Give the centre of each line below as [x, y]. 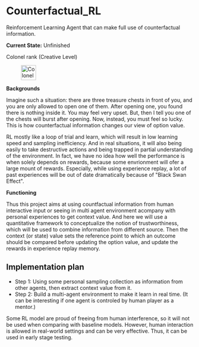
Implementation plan [45, 267]
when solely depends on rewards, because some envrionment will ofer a [95, 162]
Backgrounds [23, 88]
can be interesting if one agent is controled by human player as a [94, 300]
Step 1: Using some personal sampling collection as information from [99, 282]
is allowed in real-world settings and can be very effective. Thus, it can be [97, 331]
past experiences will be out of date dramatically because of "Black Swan [96, 174]
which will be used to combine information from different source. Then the [97, 229]
